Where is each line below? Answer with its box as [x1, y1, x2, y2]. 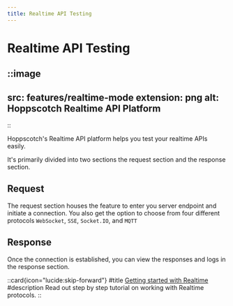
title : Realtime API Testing [7, 10, 92, 17]
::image [7, 68, 41, 80]
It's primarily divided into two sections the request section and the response [7, 155, 226, 164]
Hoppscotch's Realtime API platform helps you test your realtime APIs [7, 135, 208, 143]
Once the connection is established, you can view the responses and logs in [7, 255, 226, 263]
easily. [7, 142, 26, 151]
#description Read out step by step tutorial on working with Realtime [7, 283, 204, 291]
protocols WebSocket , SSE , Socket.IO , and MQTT [7, 216, 137, 224]
